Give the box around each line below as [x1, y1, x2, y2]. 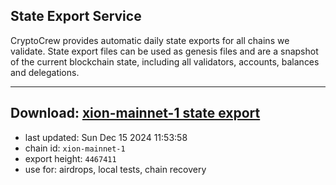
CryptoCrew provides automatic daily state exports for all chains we [10, 34, 290, 46]
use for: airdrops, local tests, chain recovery [24, 163, 207, 175]
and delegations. [10, 66, 80, 78]
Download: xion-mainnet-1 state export [10, 105, 261, 122]
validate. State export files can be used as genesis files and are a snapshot [10, 45, 319, 57]
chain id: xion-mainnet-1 [24, 142, 126, 154]
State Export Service [10, 8, 142, 25]
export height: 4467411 [24, 152, 117, 164]
